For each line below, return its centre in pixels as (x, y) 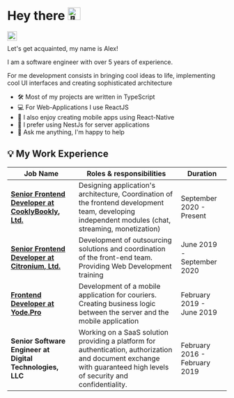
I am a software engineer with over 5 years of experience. (90, 62)
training (91, 275)
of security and (104, 376)
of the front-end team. (116, 257)
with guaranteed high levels (124, 367)
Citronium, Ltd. (36, 266)
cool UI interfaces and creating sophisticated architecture (90, 83)
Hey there (36, 16)
